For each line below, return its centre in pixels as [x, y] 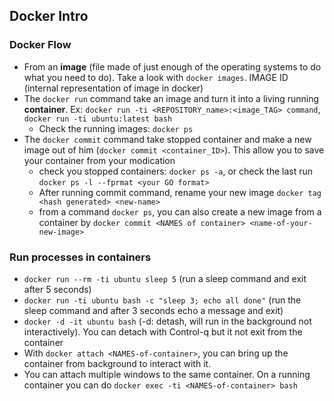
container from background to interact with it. [117, 363]
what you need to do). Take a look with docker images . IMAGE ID [156, 77]
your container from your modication [99, 160]
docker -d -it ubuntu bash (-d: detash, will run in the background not [167, 321]
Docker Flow [40, 45]
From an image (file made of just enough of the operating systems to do [172, 66]
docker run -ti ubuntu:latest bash [98, 119]
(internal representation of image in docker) [113, 88]
